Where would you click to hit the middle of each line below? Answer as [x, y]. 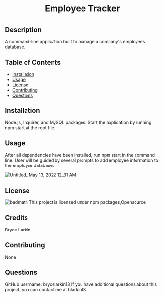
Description [23, 30]
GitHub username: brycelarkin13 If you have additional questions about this [81, 284]
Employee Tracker [82, 9]
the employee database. [29, 165]
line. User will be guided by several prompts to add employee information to [82, 160]
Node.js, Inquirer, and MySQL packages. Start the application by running [78, 122]
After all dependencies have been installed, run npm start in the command [80, 155]
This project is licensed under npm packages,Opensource [88, 202]
